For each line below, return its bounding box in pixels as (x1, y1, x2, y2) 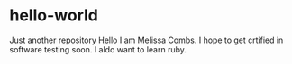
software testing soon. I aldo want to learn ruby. (9, 44, 187, 54)
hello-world (9, 5, 99, 26)
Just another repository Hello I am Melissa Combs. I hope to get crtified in (9, 35, 284, 45)
